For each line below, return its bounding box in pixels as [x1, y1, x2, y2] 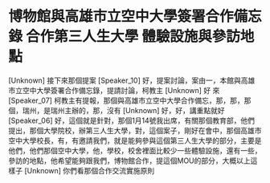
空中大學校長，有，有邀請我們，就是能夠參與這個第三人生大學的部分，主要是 [8, 136, 262, 145]
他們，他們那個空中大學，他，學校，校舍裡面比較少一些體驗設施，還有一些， [8, 145, 262, 155]
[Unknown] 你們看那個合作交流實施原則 [23, 165, 155, 175]
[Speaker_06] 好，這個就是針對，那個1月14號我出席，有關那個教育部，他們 [8, 116, 256, 125]
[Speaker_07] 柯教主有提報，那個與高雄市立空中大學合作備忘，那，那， [8, 96, 244, 105]
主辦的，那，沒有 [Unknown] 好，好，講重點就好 [63, 105, 225, 115]
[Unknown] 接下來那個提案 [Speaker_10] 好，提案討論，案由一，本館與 [8, 75, 241, 85]
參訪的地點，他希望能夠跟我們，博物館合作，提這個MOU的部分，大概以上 [8, 156, 251, 165]
